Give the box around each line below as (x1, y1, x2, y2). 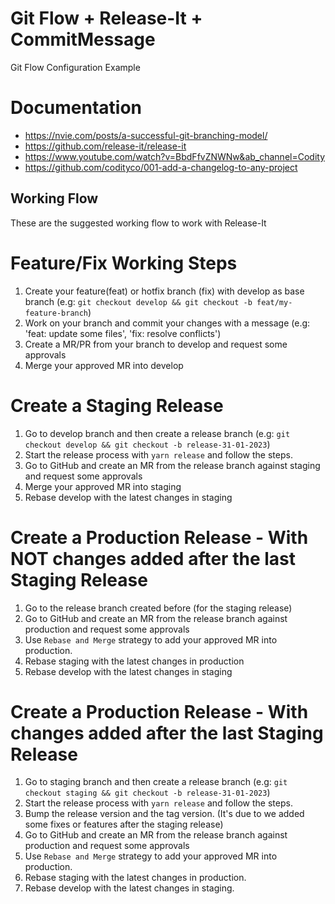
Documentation (10, 97, 143, 119)
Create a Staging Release (10, 394, 224, 417)
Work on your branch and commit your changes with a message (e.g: (24, 317, 311, 329)
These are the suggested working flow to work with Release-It (10, 217, 267, 229)
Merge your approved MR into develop (24, 359, 184, 371)
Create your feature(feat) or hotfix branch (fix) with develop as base (24, 285, 305, 297)
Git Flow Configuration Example (10, 61, 141, 73)
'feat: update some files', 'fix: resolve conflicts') (24, 327, 222, 339)
